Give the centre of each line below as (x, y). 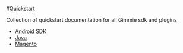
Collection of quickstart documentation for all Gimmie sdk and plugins (91, 20)
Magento (26, 44)
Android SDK (31, 31)
